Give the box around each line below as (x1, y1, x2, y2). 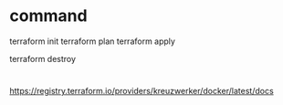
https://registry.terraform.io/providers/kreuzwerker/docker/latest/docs (9, 86, 274, 97)
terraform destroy (9, 53, 76, 64)
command (9, 5, 89, 26)
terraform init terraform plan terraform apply (9, 36, 176, 47)
